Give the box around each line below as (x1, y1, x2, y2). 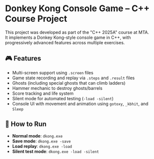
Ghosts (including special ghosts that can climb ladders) (12, 80, 126, 86)
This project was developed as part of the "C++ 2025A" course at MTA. (5, 29, 149, 35)
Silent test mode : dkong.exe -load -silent (12, 148, 99, 154)
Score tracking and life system (12, 90, 74, 96)
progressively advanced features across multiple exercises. (5, 39, 125, 45)
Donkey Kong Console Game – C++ (5, 3, 150, 14)
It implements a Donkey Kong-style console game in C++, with (5, 35, 131, 40)
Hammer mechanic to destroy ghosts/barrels (12, 85, 103, 91)
